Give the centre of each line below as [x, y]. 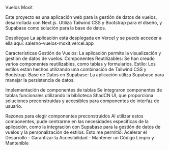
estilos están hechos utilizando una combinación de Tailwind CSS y [76, 69]
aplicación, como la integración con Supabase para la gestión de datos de [83, 127]
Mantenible [17, 143]
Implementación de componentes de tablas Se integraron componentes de [84, 90]
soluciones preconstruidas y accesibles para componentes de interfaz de [82, 101]
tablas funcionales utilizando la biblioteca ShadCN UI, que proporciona [79, 95]
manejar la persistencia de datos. [40, 80]
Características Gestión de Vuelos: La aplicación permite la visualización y [83, 53]
